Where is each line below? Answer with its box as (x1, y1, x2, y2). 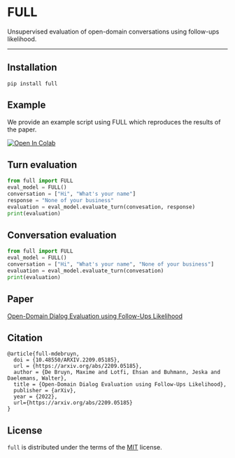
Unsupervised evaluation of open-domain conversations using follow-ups (7, 27, 220, 36)
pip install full (7, 80, 58, 87)
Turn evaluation (7, 159, 78, 171)
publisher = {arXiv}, (13, 387, 77, 394)
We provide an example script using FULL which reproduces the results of (7, 117, 221, 126)
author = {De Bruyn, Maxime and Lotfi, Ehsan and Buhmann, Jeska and (13, 368, 220, 376)
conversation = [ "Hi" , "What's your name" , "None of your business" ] (7, 261, 215, 268)
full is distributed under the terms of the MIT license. (7, 443, 162, 452)
